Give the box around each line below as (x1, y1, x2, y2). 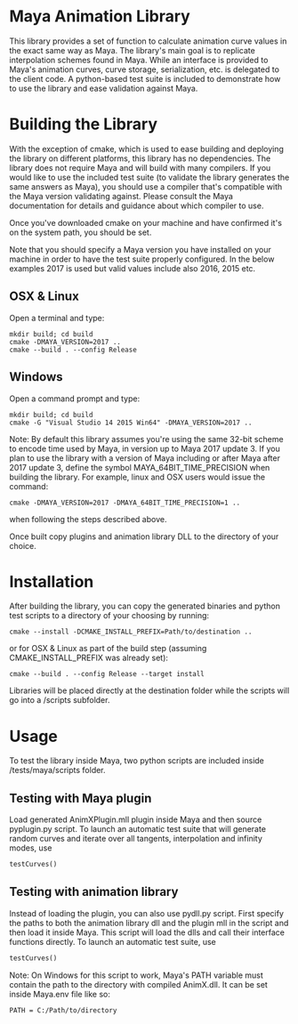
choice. (9, 540, 37, 551)
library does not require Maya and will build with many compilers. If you (9, 162, 271, 173)
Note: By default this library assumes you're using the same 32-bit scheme (9, 433, 284, 444)
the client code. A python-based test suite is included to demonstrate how (9, 73, 281, 84)
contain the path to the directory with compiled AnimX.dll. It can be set (9, 979, 269, 989)
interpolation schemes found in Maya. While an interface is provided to (9, 54, 269, 65)
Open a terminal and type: (9, 312, 105, 323)
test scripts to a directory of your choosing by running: (9, 610, 210, 621)
